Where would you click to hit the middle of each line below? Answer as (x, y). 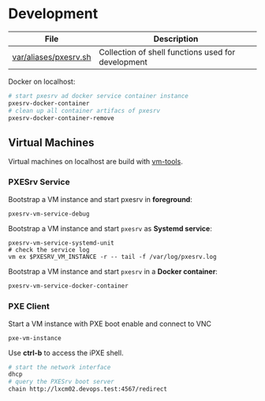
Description (176, 39)
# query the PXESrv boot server (61, 382)
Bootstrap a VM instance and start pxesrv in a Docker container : (113, 272)
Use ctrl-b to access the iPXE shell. (66, 353)
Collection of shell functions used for (167, 52)
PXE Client (29, 306)
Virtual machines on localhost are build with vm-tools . (95, 162)
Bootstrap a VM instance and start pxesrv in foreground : (101, 199)
